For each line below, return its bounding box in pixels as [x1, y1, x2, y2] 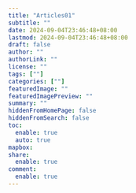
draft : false [8, 41, 51, 49]
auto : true [15, 135, 51, 144]
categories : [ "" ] [8, 77, 65, 85]
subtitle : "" [8, 19, 51, 27]
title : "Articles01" [8, 11, 76, 20]
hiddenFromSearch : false [8, 114, 90, 122]
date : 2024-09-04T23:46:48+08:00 [8, 26, 118, 34]
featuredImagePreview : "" [8, 92, 93, 100]
